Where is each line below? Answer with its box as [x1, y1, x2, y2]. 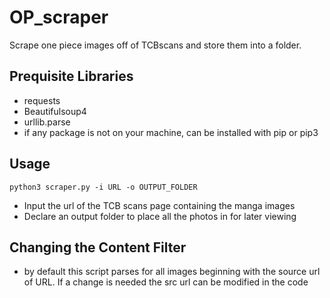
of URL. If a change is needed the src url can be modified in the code [23, 276, 309, 288]
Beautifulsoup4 [23, 105, 87, 117]
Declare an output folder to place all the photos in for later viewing [23, 210, 297, 222]
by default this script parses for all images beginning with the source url [23, 266, 321, 278]
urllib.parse [23, 116, 71, 128]
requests [23, 94, 61, 106]
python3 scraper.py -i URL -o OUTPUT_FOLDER [9, 182, 198, 192]
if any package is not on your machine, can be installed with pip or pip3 [23, 126, 319, 138]
